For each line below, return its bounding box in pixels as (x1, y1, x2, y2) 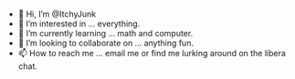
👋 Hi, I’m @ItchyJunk (17, 9, 97, 19)
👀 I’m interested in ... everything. (17, 18, 141, 29)
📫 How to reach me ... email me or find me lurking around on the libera (17, 48, 286, 58)
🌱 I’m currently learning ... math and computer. (17, 28, 194, 38)
